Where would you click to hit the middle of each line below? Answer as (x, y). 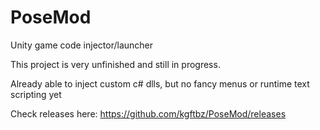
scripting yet (36, 94)
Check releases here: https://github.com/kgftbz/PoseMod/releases (148, 113)
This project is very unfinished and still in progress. (115, 64)
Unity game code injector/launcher (82, 45)
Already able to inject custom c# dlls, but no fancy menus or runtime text (160, 83)
